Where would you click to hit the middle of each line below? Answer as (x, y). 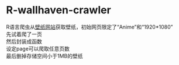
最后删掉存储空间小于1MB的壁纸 (44, 56)
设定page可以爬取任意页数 (38, 48)
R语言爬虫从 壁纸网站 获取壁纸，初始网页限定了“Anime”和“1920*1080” (89, 27)
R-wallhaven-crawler (58, 10)
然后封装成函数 (24, 41)
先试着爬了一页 (24, 34)
